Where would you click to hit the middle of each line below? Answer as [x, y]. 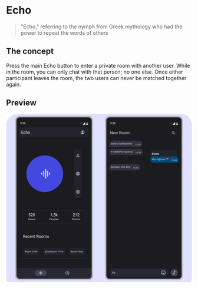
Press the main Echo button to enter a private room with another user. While [98, 65]
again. [14, 84]
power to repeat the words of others [65, 32]
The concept [30, 52]
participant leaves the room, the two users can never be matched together [96, 78]
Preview [22, 103]
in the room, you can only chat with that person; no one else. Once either [95, 72]
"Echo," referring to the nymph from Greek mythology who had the [101, 27]
